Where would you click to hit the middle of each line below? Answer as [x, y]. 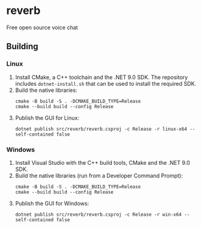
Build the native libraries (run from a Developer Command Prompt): [99, 175]
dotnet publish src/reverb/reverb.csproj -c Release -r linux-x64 [101, 129]
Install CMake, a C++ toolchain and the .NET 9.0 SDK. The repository [101, 77]
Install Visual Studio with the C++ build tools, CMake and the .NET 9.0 [103, 162]
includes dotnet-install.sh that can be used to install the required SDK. [106, 83]
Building [22, 47]
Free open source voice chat [42, 27]
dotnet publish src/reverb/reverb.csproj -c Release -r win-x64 [98, 214]
